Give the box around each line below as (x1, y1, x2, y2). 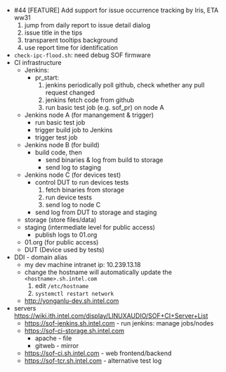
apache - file (34, 334, 72, 342)
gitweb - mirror (34, 342, 79, 349)
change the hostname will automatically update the (24, 268, 172, 276)
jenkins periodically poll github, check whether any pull (45, 81, 205, 89)
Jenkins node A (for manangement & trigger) (24, 111, 154, 119)
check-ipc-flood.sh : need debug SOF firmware (13, 51, 151, 59)
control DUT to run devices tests (34, 178, 129, 186)
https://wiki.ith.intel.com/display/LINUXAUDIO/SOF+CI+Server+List (13, 311, 208, 320)
